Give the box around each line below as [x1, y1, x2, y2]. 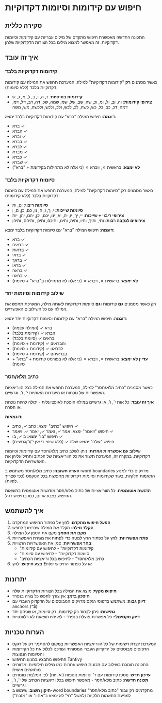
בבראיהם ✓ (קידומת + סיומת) [12, 351, 67, 357]
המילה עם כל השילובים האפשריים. [5, 306, 68, 312]
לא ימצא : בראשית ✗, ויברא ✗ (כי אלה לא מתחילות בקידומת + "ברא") [12, 164, 140, 170]
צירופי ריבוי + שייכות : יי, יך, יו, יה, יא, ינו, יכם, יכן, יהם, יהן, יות [12, 212, 125, 218]
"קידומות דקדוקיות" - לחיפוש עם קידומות [19, 545, 94, 551]
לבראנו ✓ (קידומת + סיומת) [12, 345, 63, 352]
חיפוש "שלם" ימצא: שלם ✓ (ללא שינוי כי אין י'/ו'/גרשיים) [12, 438, 114, 444]
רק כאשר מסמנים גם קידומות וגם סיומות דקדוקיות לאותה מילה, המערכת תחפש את [5, 301, 156, 307]
